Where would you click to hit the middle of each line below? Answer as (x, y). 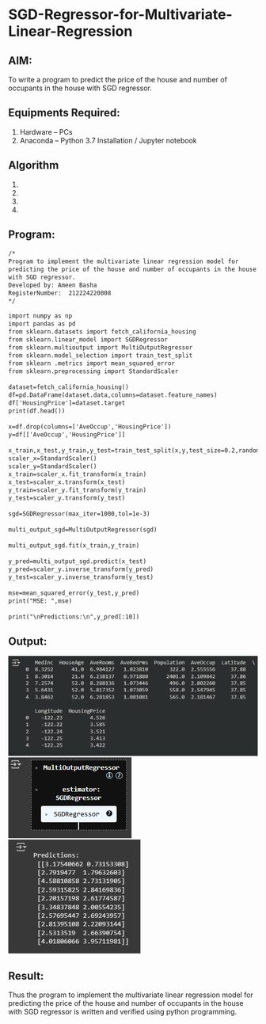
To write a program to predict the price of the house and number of (118, 80)
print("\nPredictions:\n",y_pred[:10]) (74, 617)
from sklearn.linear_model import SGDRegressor (88, 340)
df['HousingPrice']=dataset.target (67, 403)
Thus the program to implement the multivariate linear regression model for (131, 995)
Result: (26, 976)
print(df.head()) (37, 411)
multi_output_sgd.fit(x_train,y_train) (74, 546)
